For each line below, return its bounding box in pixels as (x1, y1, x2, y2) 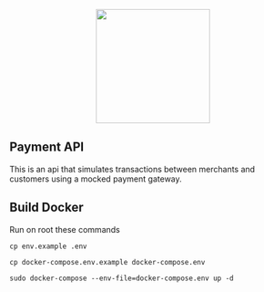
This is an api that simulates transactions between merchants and (9, 163, 256, 174)
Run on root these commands (9, 224, 120, 235)
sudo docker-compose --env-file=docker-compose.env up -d (9, 274, 234, 283)
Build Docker (9, 200, 84, 215)
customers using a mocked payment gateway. (9, 173, 182, 184)
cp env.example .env (9, 242, 88, 251)
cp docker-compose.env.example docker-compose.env (9, 257, 206, 266)
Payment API (9, 140, 85, 155)
